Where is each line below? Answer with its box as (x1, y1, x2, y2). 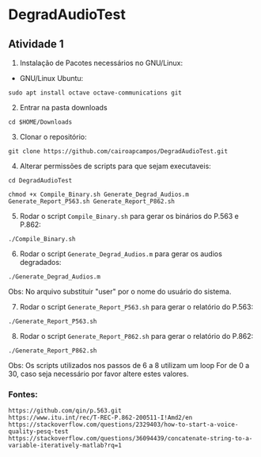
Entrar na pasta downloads (19, 103, 108, 112)
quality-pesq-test (8, 428, 69, 436)
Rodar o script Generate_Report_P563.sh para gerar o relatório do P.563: (19, 302, 254, 311)
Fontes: (8, 389, 38, 400)
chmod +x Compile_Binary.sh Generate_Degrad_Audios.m (8, 190, 190, 198)
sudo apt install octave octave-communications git (8, 89, 182, 97)
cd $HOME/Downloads (8, 118, 73, 126)
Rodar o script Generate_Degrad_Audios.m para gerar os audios (19, 249, 223, 259)
